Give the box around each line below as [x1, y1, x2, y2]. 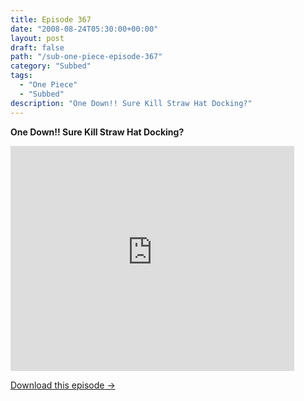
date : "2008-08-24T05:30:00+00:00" [10, 24, 159, 34]
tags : [10, 71, 33, 81]
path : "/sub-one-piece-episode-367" [10, 52, 163, 62]
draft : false [10, 42, 65, 53]
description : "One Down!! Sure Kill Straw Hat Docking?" [10, 98, 253, 108]
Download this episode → [10, 379, 116, 391]
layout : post [10, 33, 65, 43]
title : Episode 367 [10, 14, 92, 25]
